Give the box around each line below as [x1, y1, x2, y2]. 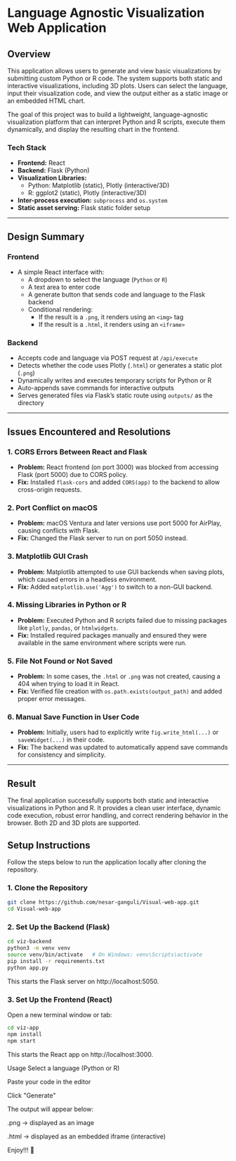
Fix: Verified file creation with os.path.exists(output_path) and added [17, 687, 223, 695]
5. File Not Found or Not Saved [7, 656, 113, 666]
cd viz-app [7, 1024, 39, 1031]
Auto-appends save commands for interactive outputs [17, 384, 174, 392]
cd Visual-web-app [7, 905, 61, 913]
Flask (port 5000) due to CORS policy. [17, 470, 128, 478]
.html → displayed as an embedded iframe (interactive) [7, 1132, 166, 1141]
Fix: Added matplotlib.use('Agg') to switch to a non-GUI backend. [17, 583, 213, 591]
